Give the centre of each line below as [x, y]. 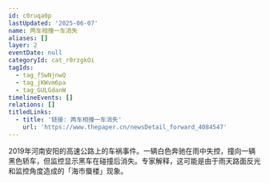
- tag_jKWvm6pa [41, 82]
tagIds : [21, 68]
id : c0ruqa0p [30, 16]
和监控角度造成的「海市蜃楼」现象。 [68, 171]
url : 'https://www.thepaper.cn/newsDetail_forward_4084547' [125, 127]
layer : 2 [23, 46]
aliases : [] [28, 38]
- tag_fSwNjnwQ [41, 75]
